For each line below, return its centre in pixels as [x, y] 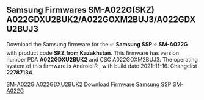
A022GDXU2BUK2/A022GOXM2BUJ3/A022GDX [101, 20]
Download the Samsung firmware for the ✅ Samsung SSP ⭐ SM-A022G [97, 44]
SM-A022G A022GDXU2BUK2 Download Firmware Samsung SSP [89, 84]
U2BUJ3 [22, 29]
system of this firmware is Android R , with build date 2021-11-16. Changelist [102, 66]
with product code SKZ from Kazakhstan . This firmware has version [93, 53]
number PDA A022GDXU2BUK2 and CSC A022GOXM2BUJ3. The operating [102, 59]
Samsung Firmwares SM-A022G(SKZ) [80, 10]
